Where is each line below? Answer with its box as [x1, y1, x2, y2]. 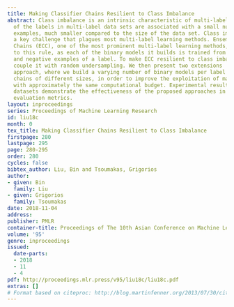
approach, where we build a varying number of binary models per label [13, 68, 226, 75]
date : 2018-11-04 [7, 205, 58, 212]
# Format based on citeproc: [7, 289, 92, 297]
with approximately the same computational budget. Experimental [13, 82, 208, 89]
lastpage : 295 [7, 140, 49, 147]
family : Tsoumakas [13, 198, 68, 206]
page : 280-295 [7, 147, 49, 153]
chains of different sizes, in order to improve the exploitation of [13, 75, 219, 82]
